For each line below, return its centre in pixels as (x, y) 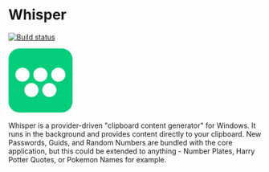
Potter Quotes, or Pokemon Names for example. (88, 159)
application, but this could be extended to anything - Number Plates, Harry (132, 151)
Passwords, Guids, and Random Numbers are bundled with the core (120, 142)
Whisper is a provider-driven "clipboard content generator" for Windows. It (132, 125)
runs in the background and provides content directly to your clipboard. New (135, 133)
